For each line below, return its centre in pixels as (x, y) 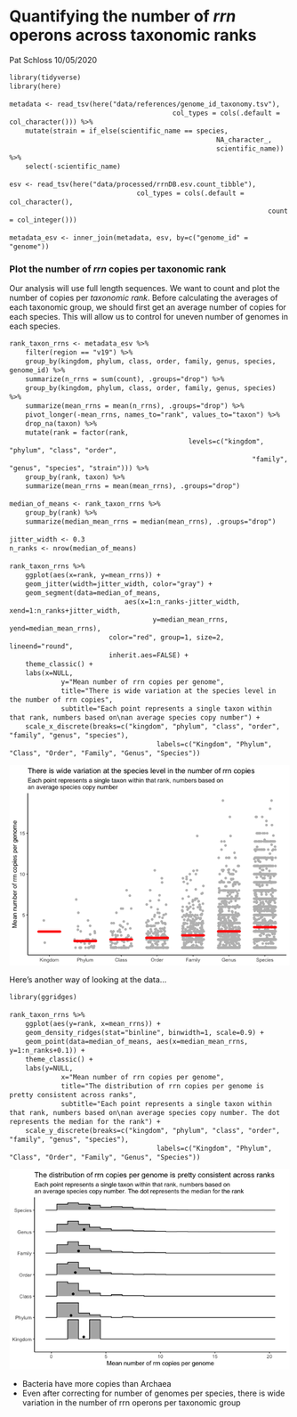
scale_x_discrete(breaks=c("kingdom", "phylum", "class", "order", (153, 727)
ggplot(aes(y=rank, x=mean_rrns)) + (93, 1024)
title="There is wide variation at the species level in (169, 691)
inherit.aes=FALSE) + (148, 656)
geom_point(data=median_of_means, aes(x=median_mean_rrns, (137, 1042)
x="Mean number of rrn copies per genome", (143, 1078)
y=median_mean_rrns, (190, 620)
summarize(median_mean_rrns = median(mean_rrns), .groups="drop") (151, 522)
